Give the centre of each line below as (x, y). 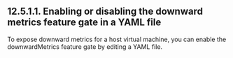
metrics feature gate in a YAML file (84, 23)
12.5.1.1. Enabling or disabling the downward (105, 12)
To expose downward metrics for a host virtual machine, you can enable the (117, 39)
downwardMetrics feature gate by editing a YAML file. (85, 46)
